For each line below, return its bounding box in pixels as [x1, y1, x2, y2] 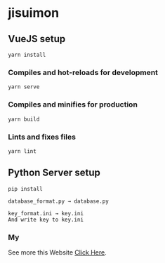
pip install [8, 185, 43, 192]
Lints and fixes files [8, 132, 77, 142]
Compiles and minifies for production [8, 100, 138, 109]
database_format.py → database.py [8, 198, 110, 205]
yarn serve [8, 83, 40, 90]
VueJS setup [8, 33, 66, 45]
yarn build [8, 116, 40, 123]
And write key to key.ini [8, 216, 84, 223]
